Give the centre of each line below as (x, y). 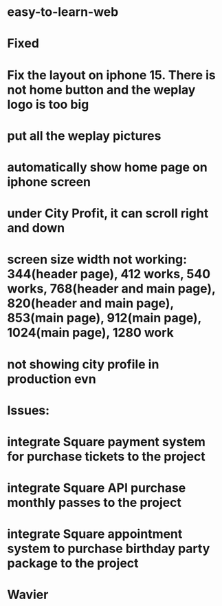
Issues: (29, 410)
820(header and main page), (90, 303)
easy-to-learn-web (63, 12)
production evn (52, 379)
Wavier (28, 595)
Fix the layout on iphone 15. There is (112, 75)
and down (36, 228)
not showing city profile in (83, 364)
